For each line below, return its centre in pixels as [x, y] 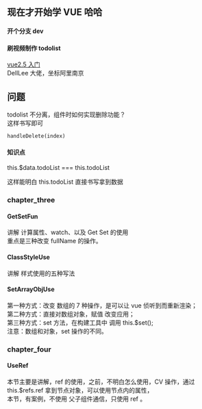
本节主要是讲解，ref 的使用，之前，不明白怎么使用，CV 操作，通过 [101, 382]
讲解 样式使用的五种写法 [41, 273]
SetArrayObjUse [31, 289]
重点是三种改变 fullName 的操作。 [54, 241]
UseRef [18, 366]
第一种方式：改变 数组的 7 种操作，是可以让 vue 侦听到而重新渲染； [102, 305]
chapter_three [31, 200]
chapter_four [29, 349]
